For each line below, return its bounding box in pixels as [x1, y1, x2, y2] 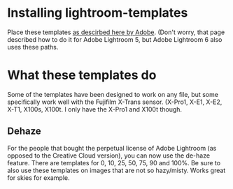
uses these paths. [7, 43, 59, 51]
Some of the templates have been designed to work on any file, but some [7, 90, 219, 98]
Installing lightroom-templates [7, 5, 188, 21]
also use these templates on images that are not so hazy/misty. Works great [7, 166, 226, 174]
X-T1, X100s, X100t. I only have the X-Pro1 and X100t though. [7, 105, 183, 113]
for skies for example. [7, 173, 70, 182]
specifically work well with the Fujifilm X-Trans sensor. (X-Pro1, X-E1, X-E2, [7, 98, 223, 106]
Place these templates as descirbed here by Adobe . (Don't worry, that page [7, 28, 225, 36]
